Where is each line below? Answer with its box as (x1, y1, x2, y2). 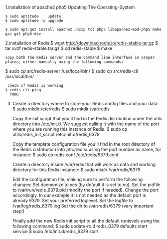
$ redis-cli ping (5, 87, 41, 92)
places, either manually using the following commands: (5, 59, 124, 64)
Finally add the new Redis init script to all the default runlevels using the (12, 218, 160, 224)
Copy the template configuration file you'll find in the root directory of (12, 141, 156, 147)
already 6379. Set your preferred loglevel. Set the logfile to (12, 198, 133, 204)
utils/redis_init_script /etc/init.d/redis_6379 (12, 132, 100, 137)
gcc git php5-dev (5, 31, 41, 36)
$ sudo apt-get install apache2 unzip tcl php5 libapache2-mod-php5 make (5, 27, 162, 32)
